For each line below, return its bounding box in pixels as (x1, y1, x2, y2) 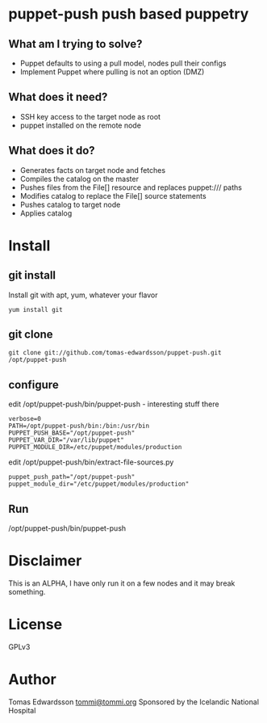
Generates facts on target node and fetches (19, 165, 166, 174)
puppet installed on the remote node (19, 120, 141, 130)
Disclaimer (8, 552, 82, 570)
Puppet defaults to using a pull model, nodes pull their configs (19, 58, 227, 68)
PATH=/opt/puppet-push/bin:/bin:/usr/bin (8, 422, 150, 431)
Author (8, 670, 56, 689)
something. (8, 587, 46, 596)
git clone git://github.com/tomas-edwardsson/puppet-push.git (8, 349, 222, 357)
